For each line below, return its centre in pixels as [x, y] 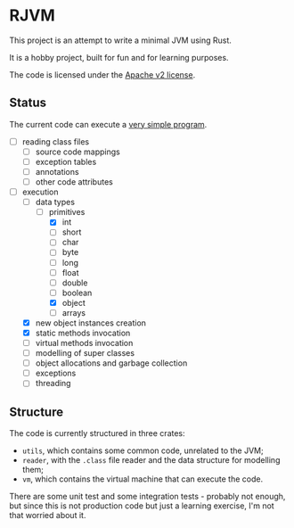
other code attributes [74, 182]
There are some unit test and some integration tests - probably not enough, [147, 497]
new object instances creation [91, 323]
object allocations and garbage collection [111, 363]
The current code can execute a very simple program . [108, 124]
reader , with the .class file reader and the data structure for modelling [151, 460]
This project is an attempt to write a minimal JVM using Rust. [120, 40]
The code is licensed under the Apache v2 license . [102, 74]
